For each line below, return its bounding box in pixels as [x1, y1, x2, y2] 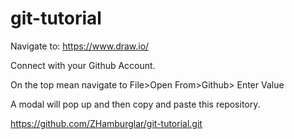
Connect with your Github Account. [10, 59, 156, 71]
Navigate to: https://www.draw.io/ [10, 40, 150, 52]
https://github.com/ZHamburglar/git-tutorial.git [10, 117, 203, 129]
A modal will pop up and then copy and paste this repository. [10, 98, 261, 110]
